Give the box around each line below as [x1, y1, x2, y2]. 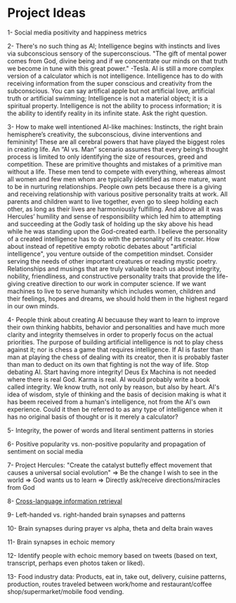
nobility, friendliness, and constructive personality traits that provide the [7, 272, 216, 280]
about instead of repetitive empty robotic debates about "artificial [7, 242, 197, 250]
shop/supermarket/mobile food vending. [7, 587, 124, 595]
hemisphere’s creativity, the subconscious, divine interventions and [7, 130, 202, 138]
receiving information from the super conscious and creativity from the [7, 79, 213, 87]
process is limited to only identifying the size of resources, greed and [7, 153, 208, 161]
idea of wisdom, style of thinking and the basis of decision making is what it [7, 390, 227, 398]
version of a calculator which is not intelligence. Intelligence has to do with [7, 72, 223, 80]
